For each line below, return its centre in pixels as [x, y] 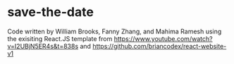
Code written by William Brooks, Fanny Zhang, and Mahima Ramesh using [115, 31]
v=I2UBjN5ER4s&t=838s [43, 46]
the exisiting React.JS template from [60, 38]
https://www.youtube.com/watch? [163, 38]
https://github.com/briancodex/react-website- [160, 46]
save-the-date [50, 12]
